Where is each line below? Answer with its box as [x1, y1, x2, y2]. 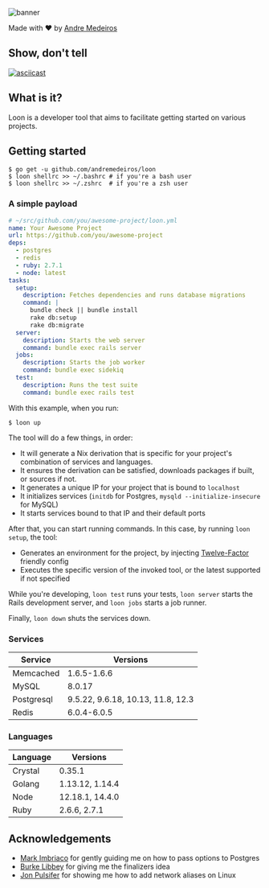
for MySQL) [19, 499, 59, 509]
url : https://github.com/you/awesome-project [8, 232, 163, 240]
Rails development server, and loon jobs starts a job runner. [8, 598, 207, 607]
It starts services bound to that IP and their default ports [19, 508, 206, 518]
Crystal [12, 765, 40, 776]
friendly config [19, 556, 69, 566]
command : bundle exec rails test [22, 388, 135, 397]
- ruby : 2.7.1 [15, 261, 63, 269]
